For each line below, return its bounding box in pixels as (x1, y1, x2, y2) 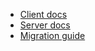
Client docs (19, 9, 68, 20)
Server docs (19, 19, 71, 31)
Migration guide (19, 30, 86, 41)
